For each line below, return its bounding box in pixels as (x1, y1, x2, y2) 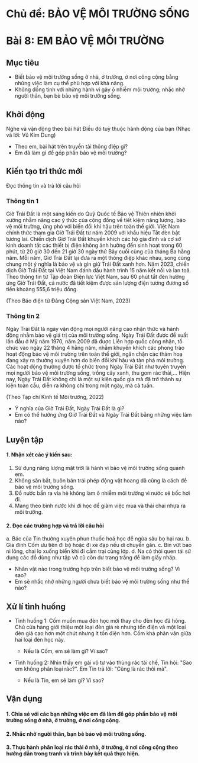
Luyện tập (6, 434, 44, 445)
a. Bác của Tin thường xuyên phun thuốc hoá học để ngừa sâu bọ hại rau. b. (6, 535, 191, 542)
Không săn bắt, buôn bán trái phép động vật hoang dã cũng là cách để (14, 477, 187, 484)
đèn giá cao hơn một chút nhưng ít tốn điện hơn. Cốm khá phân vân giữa (14, 630, 191, 637)
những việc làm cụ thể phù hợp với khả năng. (14, 80, 125, 87)
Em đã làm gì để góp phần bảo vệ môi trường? (14, 149, 127, 156)
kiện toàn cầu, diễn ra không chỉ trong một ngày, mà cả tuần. (6, 382, 154, 389)
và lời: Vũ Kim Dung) (6, 131, 56, 139)
